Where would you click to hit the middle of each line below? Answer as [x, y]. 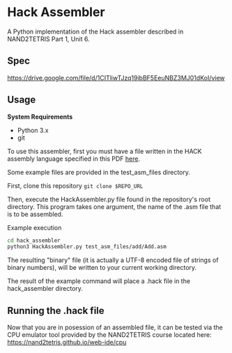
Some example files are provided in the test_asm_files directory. [99, 172]
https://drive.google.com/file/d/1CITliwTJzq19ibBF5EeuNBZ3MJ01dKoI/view [116, 78]
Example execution [34, 227]
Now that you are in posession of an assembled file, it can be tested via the [115, 327]
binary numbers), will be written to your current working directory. [102, 268]
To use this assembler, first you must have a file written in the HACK [105, 151]
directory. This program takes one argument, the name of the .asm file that [114, 206]
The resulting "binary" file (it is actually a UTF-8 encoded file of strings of [113, 260]
